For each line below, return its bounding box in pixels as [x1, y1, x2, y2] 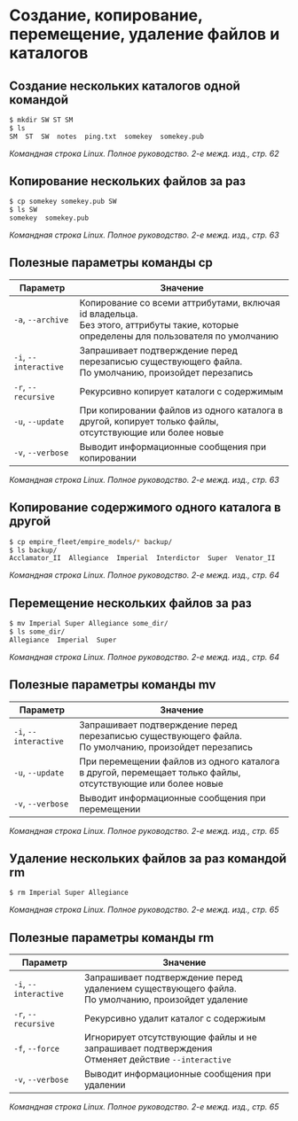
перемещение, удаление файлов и [9, 24, 280, 44]
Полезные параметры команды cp [9, 255, 213, 270]
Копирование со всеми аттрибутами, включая [79, 296, 281, 308]
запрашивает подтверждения [83, 1042, 213, 1055]
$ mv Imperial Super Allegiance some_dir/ [9, 619, 169, 628]
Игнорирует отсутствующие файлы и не [83, 1031, 257, 1044]
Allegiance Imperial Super [9, 635, 117, 644]
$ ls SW [9, 206, 38, 214]
